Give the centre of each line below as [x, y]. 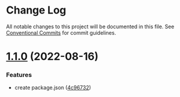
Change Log [36, 10]
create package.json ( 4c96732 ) [53, 88]
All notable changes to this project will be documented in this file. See [90, 26]
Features [19, 75]
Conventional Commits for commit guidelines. [61, 32]
